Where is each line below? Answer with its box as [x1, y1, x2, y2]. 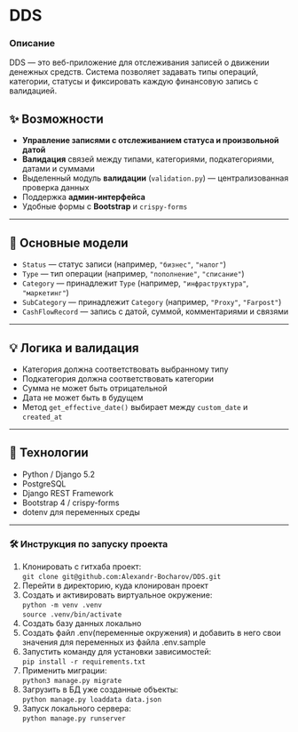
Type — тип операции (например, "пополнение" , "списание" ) [21, 269, 246, 279]
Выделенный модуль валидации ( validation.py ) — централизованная [21, 173, 289, 183]
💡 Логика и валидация [9, 340, 139, 356]
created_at [21, 413, 63, 422]
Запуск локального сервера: [21, 704, 131, 714]
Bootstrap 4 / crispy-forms [21, 497, 120, 508]
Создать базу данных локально [21, 618, 142, 629]
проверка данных [21, 182, 90, 193]
